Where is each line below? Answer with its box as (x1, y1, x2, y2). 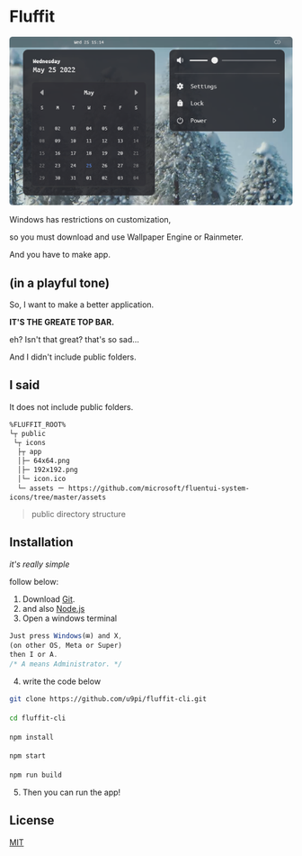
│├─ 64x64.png (17, 456, 70, 465)
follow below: (9, 576, 59, 587)
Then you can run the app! (22, 787, 121, 798)
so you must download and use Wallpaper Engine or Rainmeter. (9, 232, 244, 242)
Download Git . (22, 593, 75, 605)
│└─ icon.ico (17, 474, 67, 483)
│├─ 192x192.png (17, 465, 78, 474)
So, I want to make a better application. (9, 299, 155, 310)
